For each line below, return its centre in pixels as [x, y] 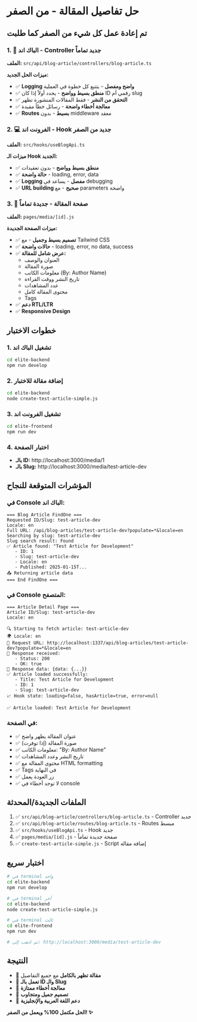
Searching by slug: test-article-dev [54, 536]
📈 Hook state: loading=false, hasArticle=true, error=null [83, 696]
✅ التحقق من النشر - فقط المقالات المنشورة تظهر [71, 99]
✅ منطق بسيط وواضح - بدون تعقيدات [57, 168]
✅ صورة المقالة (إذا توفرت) [46, 743]
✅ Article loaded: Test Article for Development [69, 708]
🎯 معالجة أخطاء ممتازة [40, 988]
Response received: [36, 654]
